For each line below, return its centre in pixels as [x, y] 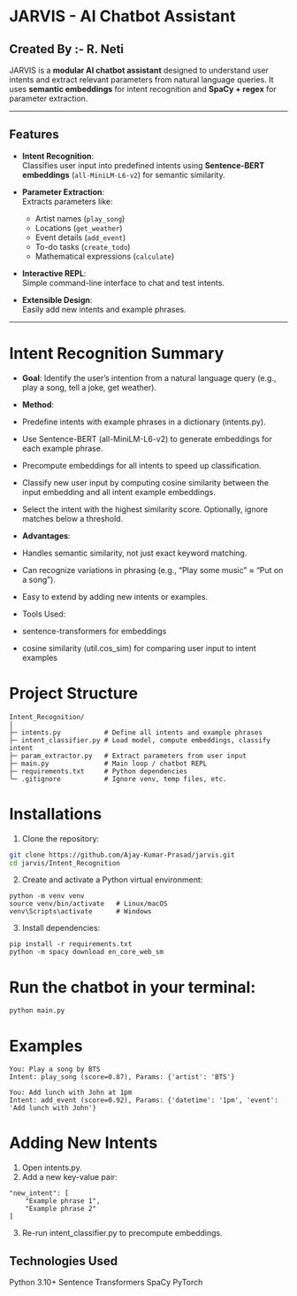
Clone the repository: [61, 838]
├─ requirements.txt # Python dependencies [99, 771]
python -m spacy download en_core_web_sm [87, 952]
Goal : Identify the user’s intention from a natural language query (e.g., [149, 377]
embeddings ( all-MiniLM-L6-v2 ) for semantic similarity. [123, 175]
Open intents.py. [52, 1168]
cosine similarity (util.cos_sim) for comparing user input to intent [139, 648]
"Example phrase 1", [63, 1201]
